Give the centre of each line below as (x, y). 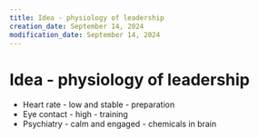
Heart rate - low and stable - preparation (99, 104)
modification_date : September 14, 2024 (85, 34)
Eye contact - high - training (75, 114)
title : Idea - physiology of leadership (87, 18)
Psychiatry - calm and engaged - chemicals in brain (120, 124)
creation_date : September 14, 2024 (77, 26)
